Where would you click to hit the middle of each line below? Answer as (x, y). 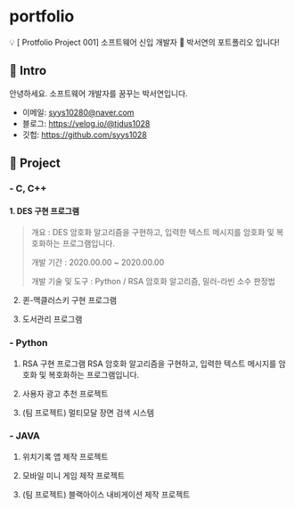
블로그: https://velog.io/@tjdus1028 (86, 123)
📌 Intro (28, 71)
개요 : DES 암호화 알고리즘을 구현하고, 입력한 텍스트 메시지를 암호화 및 (152, 233)
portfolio (42, 16)
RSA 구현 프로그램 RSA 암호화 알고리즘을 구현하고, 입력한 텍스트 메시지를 (149, 364)
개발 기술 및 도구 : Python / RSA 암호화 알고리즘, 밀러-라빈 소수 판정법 (153, 282)
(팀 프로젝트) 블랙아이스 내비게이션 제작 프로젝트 (106, 494)
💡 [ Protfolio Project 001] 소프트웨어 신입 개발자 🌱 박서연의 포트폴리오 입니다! (144, 42)
